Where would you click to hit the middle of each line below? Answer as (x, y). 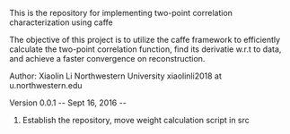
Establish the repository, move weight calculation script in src (136, 120)
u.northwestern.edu (46, 85)
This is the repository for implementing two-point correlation (121, 13)
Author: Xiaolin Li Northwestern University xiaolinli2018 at (115, 76)
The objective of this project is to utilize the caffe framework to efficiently (145, 40)
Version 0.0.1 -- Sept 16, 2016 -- (68, 103)
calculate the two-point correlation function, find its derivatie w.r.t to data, (145, 49)
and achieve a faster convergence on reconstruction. (107, 59)
